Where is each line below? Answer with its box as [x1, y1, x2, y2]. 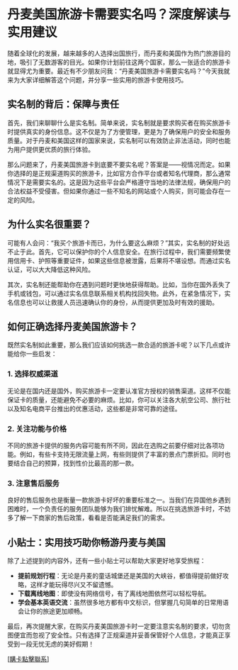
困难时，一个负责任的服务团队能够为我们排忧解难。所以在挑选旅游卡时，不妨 [7, 505, 231, 513]
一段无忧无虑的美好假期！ [19, 640, 94, 649]
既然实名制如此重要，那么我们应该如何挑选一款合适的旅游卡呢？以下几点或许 [7, 341, 231, 350]
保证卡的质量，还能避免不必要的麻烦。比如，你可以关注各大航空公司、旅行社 [7, 395, 231, 404]
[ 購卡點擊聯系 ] [7, 655, 50, 664]
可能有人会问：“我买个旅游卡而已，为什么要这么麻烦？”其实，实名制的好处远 [7, 238, 230, 247]
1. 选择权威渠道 [7, 369, 59, 379]
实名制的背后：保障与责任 [7, 99, 119, 111]
